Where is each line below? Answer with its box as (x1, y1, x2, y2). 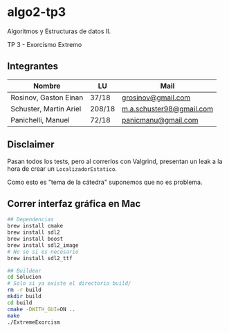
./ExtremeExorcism (7, 319, 60, 326)
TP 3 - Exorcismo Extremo (7, 40, 82, 48)
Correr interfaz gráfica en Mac (7, 198, 141, 210)
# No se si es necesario (7, 248, 79, 255)
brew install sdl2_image (7, 241, 79, 249)
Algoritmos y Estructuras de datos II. (7, 27, 111, 35)
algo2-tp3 (7, 4, 66, 20)
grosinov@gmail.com (122, 93, 191, 102)
